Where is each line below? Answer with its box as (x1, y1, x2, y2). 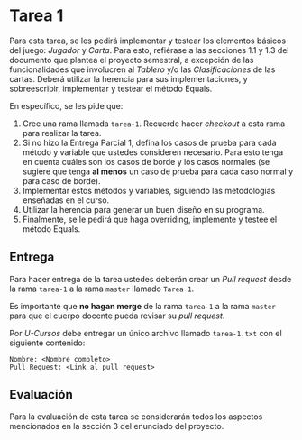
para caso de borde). (22, 175, 101, 186)
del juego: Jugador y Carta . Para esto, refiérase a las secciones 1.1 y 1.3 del (9, 44, 289, 55)
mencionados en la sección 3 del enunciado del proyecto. (9, 420, 224, 431)
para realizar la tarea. (22, 127, 102, 138)
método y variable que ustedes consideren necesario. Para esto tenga (22, 146, 284, 158)
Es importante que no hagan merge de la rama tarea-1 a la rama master (9, 300, 277, 311)
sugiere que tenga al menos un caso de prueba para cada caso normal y (22, 166, 294, 177)
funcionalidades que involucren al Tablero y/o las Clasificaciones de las (9, 64, 276, 75)
